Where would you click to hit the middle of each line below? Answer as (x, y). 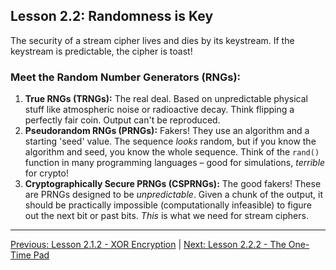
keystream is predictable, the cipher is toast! (101, 51)
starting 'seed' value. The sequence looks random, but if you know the (170, 141)
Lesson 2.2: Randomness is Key (112, 16)
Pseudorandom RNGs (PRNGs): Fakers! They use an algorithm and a (167, 131)
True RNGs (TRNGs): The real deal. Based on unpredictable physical (166, 99)
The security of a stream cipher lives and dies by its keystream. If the (152, 40)
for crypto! (46, 173)
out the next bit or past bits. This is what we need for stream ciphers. (166, 216)
